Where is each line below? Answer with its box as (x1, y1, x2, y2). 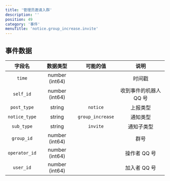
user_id (13, 164, 31, 170)
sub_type (12, 123, 33, 129)
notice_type (8, 114, 37, 120)
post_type (10, 104, 34, 110)
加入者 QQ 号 (125, 164, 156, 171)
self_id (13, 91, 31, 97)
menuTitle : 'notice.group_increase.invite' (5, 26, 99, 31)
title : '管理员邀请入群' (5, 7, 52, 13)
